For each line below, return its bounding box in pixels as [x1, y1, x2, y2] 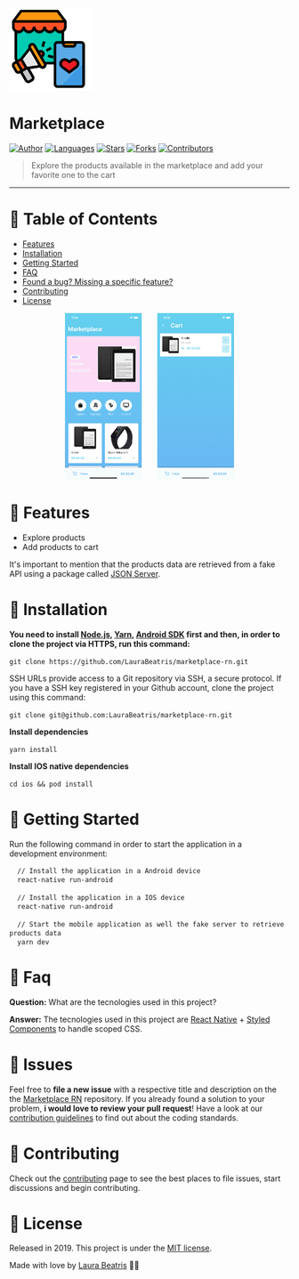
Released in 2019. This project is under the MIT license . [9, 1243, 213, 1253]
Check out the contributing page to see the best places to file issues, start [9, 1173, 281, 1184]
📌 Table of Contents [9, 209, 158, 230]
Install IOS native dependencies [9, 760, 129, 772]
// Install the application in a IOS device [17, 893, 185, 902]
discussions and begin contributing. [9, 1182, 141, 1193]
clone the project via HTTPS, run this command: [9, 638, 190, 649]
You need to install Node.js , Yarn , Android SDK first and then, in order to [9, 628, 280, 639]
